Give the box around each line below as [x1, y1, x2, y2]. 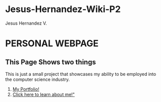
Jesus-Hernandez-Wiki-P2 [5, 4, 121, 15]
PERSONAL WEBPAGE [5, 38, 99, 49]
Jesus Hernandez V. [5, 20, 47, 26]
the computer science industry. [5, 76, 70, 82]
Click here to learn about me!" [12, 91, 75, 97]
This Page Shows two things [5, 58, 96, 66]
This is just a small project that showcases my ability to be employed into [5, 71, 156, 77]
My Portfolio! [12, 86, 39, 92]
